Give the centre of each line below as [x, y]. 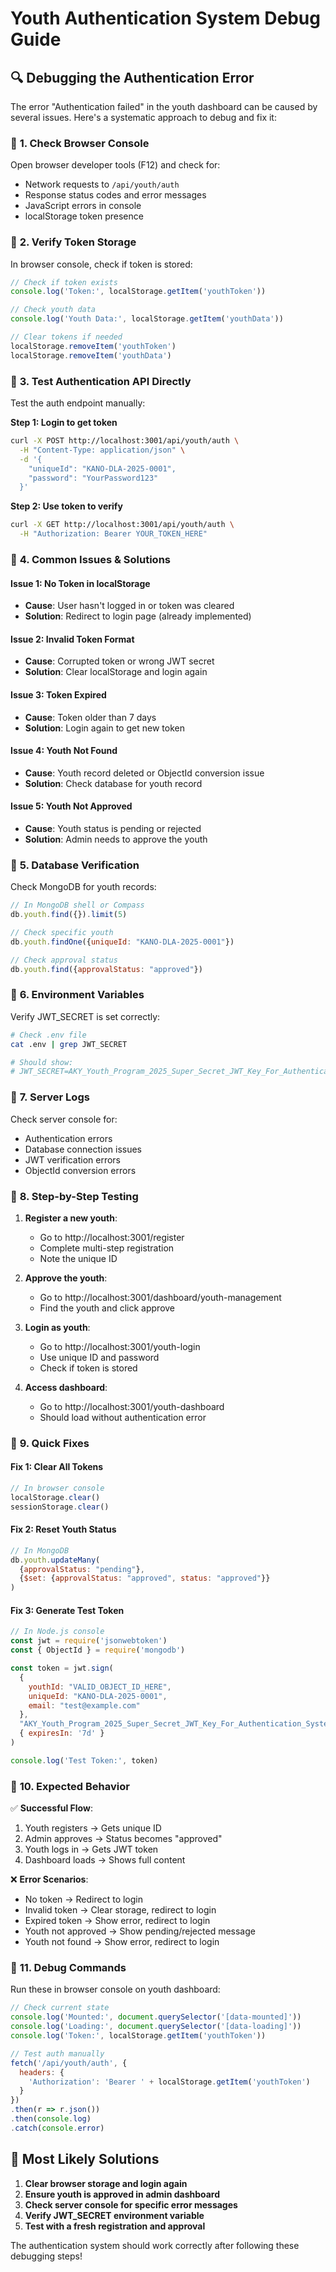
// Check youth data [53, 310]
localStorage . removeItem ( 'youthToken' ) [93, 346]
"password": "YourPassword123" [93, 478]
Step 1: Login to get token [64, 423]
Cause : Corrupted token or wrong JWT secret [119, 661]
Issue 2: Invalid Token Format [72, 639]
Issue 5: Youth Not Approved [71, 806]
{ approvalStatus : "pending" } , [82, 1569]
